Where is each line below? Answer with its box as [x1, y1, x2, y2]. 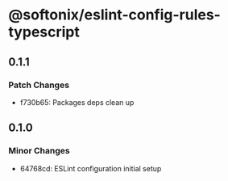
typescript [8, 23, 81, 41]
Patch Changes [8, 79, 70, 90]
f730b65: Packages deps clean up [19, 97, 135, 107]
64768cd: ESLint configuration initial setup [19, 163, 162, 173]
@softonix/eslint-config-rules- [8, 6, 222, 24]
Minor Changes [8, 145, 70, 157]
